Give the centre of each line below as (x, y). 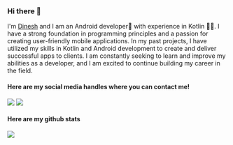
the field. (20, 71)
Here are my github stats (44, 119)
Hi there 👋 (24, 11)
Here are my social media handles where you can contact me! (99, 86)
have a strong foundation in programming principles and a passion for (108, 33)
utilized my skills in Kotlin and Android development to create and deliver (112, 49)
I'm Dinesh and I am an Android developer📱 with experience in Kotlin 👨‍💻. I (113, 26)
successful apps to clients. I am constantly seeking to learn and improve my (116, 56)
